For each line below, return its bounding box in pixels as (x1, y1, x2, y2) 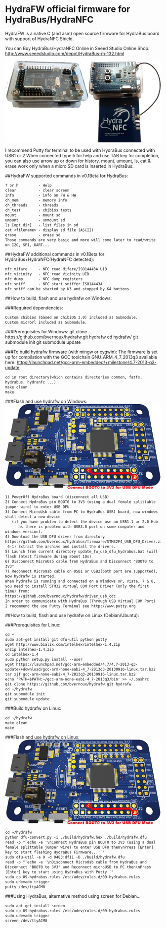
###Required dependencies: (5, 305, 63, 311)
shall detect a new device (5, 514, 61, 519)
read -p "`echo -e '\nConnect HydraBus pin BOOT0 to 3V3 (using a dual (5, 840, 156, 845)
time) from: (5, 589, 30, 594)
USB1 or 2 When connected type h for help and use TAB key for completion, (5, 153, 160, 159)
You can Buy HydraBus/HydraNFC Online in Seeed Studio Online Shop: (5, 45, 150, 51)
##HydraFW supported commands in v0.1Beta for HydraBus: (5, 173, 128, 179)
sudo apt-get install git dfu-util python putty (5, 637, 107, 642)
